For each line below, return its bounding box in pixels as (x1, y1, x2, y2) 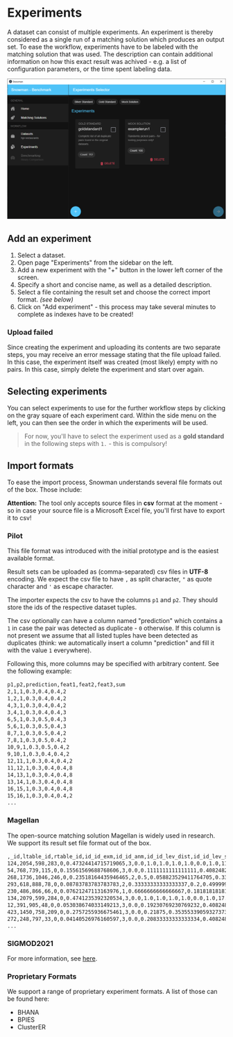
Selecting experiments (7, 385, 107, 397)
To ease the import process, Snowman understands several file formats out (7, 478, 223, 487)
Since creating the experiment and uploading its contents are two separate (7, 343, 221, 351)
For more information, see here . (7, 954, 98, 963)
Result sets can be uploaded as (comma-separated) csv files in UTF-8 (7, 567, 209, 576)
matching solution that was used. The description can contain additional (7, 50, 214, 58)
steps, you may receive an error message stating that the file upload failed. (7, 351, 221, 359)
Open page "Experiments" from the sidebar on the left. (17, 258, 174, 267)
